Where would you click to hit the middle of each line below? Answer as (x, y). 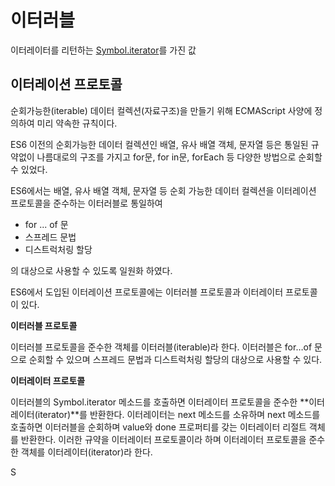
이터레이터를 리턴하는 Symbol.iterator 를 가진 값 (103, 50)
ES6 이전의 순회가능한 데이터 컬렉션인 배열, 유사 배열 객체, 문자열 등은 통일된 (159, 144)
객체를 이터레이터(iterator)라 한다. (86, 452)
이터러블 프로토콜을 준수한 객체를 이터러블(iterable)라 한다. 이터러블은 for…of (161, 347)
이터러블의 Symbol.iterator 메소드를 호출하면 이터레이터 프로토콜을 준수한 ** (160, 402)
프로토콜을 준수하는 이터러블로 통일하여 (86, 203)
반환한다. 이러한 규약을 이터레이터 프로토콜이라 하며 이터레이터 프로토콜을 (163, 439)
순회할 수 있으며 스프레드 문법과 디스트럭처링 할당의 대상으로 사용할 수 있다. (175, 359)
